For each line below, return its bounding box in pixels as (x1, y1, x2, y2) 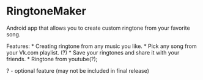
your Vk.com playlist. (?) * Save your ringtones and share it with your (6, 48, 180, 56)
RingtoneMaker (6, 4, 87, 18)
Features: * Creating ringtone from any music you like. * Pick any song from (6, 42, 197, 50)
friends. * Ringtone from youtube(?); (6, 55, 98, 62)
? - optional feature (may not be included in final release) (6, 67, 150, 74)
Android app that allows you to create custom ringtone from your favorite (6, 24, 191, 32)
